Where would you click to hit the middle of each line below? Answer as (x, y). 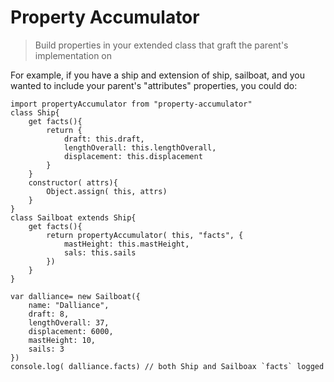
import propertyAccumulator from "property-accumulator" (131, 104)
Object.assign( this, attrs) (107, 191)
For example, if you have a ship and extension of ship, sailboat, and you (157, 75)
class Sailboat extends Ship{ (73, 217)
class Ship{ (35, 112)
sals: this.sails (100, 252)
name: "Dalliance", (69, 305)
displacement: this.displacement (133, 156)
